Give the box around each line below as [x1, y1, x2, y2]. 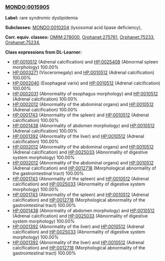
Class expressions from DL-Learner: [5, 49, 82, 55]
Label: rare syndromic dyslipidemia [5, 15, 78, 21]
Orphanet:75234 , [5, 39, 40, 45]
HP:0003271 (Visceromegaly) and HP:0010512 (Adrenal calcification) [12, 69, 154, 75]
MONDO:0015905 [5, 3, 50, 10]
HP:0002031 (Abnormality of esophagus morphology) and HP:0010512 [12, 91, 158, 97]
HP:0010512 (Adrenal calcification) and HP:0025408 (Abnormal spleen [12, 59, 158, 65]
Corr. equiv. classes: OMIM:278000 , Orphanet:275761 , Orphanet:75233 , [5, 34, 155, 40]
